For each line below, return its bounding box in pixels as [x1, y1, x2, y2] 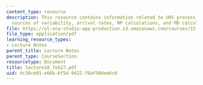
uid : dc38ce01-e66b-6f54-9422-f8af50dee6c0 [6, 70, 118, 76]
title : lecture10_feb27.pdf [6, 64, 77, 71]
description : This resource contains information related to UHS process [6, 14, 196, 20]
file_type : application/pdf [6, 31, 77, 37]
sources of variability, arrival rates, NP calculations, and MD [11, 20, 180, 26]
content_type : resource [6, 8, 66, 15]
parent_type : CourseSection [6, 53, 77, 59]
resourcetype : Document [6, 59, 66, 65]
